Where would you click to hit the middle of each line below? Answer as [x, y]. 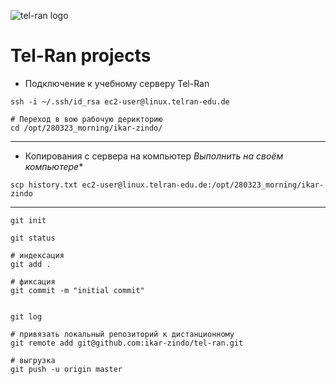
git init [28, 220]
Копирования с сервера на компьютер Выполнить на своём [154, 156]
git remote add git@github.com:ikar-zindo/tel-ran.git [127, 343]
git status [33, 238]
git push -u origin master [66, 369]
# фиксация [33, 281]
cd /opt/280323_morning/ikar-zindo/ [86, 128]
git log [26, 316]
